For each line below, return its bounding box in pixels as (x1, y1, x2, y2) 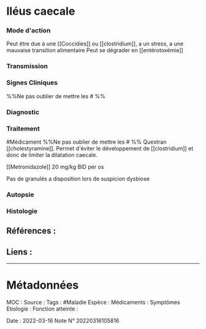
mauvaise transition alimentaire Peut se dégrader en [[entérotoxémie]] (6, 47, 184, 54)
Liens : (6, 247, 32, 257)
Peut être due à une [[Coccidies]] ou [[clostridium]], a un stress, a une (6, 40, 184, 47)
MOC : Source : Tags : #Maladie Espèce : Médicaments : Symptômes (6, 298, 180, 306)
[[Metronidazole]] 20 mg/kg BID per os (6, 163, 104, 170)
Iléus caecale (6, 4, 75, 18)
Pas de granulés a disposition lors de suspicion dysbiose (6, 175, 150, 182)
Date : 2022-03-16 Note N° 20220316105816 (6, 317, 120, 324)
